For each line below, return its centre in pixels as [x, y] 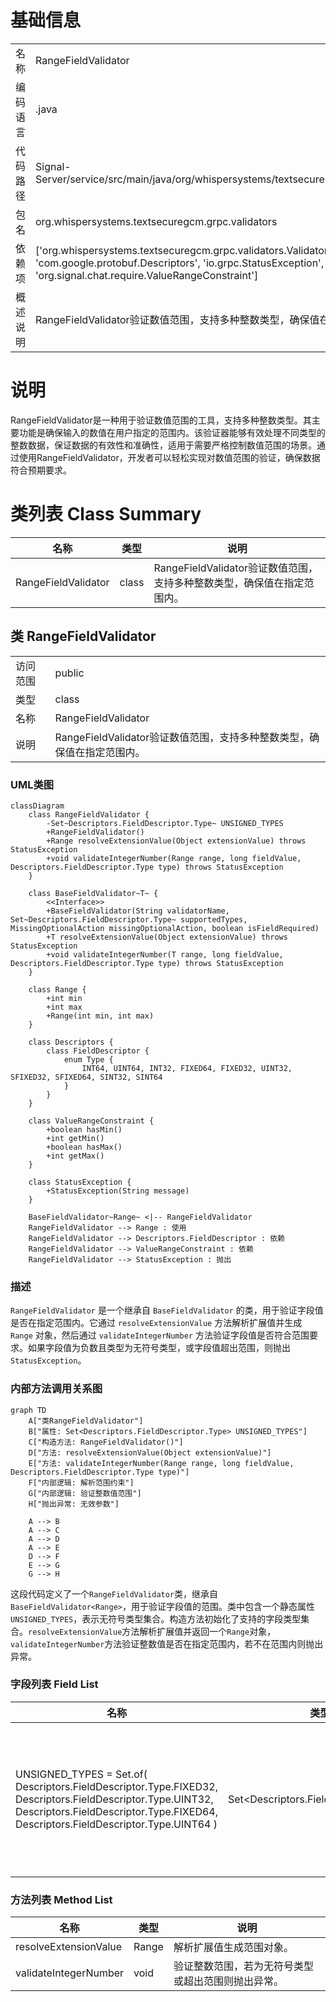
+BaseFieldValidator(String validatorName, [138, 911]
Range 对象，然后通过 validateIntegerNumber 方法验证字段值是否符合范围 [160, 1335]
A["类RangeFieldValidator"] [86, 1421]
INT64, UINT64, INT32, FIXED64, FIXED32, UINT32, [187, 1068]
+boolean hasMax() [84, 1147]
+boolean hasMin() [84, 1129]
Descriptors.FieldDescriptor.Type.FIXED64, [116, 1811]
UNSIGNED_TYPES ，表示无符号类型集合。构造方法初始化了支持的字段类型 [156, 1618]
